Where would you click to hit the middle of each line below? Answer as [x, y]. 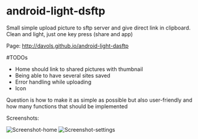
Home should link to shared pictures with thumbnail [79, 69]
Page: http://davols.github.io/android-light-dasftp [67, 46]
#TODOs [17, 57]
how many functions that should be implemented [67, 106]
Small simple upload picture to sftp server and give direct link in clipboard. [99, 28]
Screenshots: [23, 118]
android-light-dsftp [56, 11]
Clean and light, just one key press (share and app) [70, 34]
